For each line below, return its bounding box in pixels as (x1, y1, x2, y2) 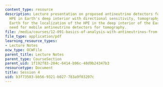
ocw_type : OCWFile (5, 47, 42, 52)
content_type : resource (5, 7, 53, 12)
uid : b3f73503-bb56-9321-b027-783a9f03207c (5, 74, 95, 79)
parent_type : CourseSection (5, 57, 62, 61)
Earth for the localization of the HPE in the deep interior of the (9, 20, 151, 26)
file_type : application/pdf (5, 34, 62, 39)
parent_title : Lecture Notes (5, 52, 64, 57)
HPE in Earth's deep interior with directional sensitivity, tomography (9, 16, 160, 21)
